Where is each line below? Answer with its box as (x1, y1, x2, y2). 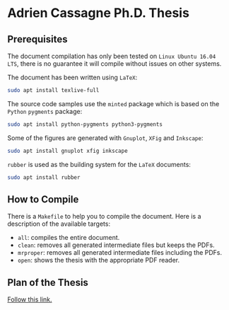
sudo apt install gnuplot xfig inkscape (7, 147, 129, 154)
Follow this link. (7, 295, 52, 304)
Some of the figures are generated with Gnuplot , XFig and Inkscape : (7, 133, 204, 142)
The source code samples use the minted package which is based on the (7, 99, 220, 108)
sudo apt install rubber (7, 173, 81, 181)
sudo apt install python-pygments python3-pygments (7, 120, 163, 128)
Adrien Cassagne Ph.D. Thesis (7, 5, 189, 21)
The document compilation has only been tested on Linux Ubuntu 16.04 (7, 52, 216, 60)
